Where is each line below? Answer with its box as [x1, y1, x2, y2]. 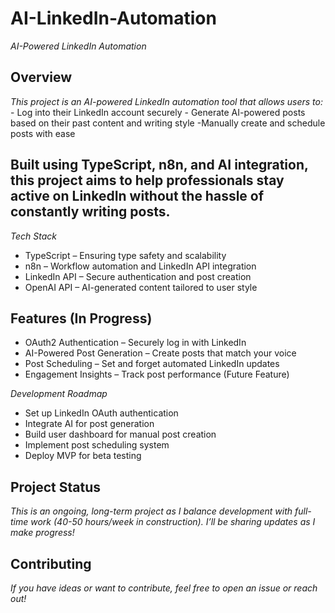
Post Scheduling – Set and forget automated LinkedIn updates [24, 358, 280, 370]
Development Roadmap [10, 388, 108, 400]
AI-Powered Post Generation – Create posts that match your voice [24, 347, 297, 359]
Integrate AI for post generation [24, 418, 155, 430]
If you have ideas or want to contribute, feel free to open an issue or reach [10, 582, 318, 594]
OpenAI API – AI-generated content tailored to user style [24, 281, 258, 293]
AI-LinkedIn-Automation [10, 7, 217, 30]
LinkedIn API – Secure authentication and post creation [24, 270, 252, 282]
